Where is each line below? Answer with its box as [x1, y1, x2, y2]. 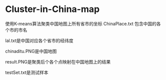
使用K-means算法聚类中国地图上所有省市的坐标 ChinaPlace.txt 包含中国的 [5, 20, 156, 26]
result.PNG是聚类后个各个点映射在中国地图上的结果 [5, 58, 111, 64]
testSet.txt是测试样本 [5, 69, 48, 75]
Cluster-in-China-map [5, 3, 100, 15]
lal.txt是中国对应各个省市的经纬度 [5, 37, 73, 43]
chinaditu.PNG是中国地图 [5, 48, 57, 54]
